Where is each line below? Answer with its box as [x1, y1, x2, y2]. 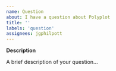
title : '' [6, 20, 31, 25]
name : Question [6, 8, 44, 15]
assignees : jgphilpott [6, 31, 62, 37]
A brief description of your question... [6, 59, 98, 66]
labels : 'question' [6, 25, 55, 31]
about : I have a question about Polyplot [6, 14, 111, 20]
